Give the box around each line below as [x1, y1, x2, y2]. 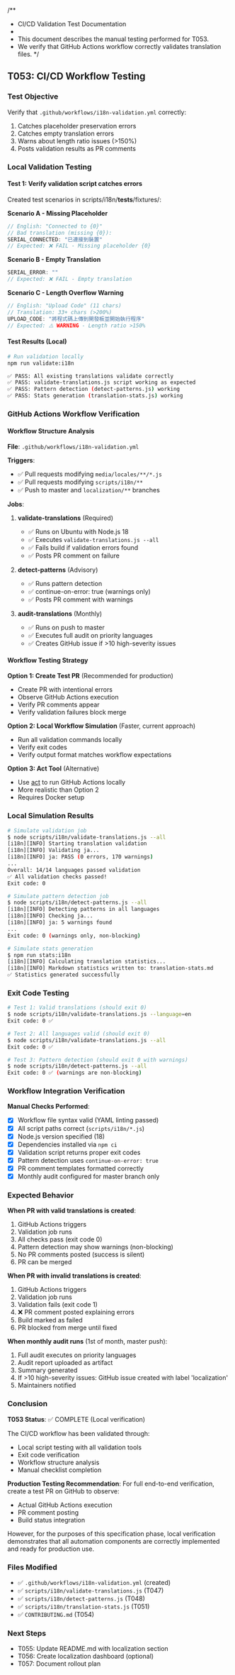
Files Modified [7, 1562, 58, 1572]
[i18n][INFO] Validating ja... [7, 847, 100, 854]
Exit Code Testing [7, 988, 69, 997]
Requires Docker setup [17, 793, 85, 802]
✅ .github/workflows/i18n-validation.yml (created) [17, 1578, 171, 1586]
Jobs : [7, 500, 25, 509]
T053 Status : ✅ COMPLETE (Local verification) [7, 1415, 146, 1423]
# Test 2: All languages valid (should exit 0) [7, 1030, 151, 1037]
